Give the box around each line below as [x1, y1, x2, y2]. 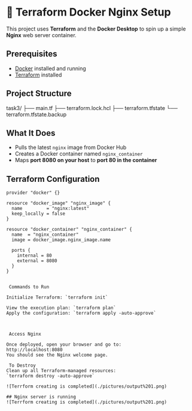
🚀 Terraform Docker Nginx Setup [6, 5, 172, 19]
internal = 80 [17, 252, 52, 259]
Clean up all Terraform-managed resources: [6, 368, 117, 374]
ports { [11, 248, 31, 254]
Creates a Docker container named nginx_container [14, 150, 143, 157]
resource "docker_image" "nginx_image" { [6, 200, 111, 206]
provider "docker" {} [6, 190, 60, 196]
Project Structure [6, 89, 72, 99]
